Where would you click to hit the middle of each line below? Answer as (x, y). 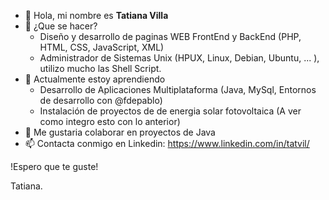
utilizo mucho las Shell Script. (100, 68)
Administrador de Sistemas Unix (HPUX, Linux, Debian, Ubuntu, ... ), (179, 58)
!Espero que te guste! (54, 166)
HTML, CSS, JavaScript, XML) (102, 47)
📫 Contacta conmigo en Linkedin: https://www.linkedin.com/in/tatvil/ (167, 143)
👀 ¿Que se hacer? (61, 26)
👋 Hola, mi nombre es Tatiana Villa (96, 15)
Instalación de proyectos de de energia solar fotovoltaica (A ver (170, 111)
